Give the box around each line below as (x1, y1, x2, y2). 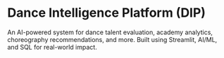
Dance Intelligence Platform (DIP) (7, 5, 206, 21)
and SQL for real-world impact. (7, 43, 97, 51)
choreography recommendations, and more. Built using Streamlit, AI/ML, (7, 35, 218, 43)
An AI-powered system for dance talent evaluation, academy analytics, (7, 28, 213, 36)
